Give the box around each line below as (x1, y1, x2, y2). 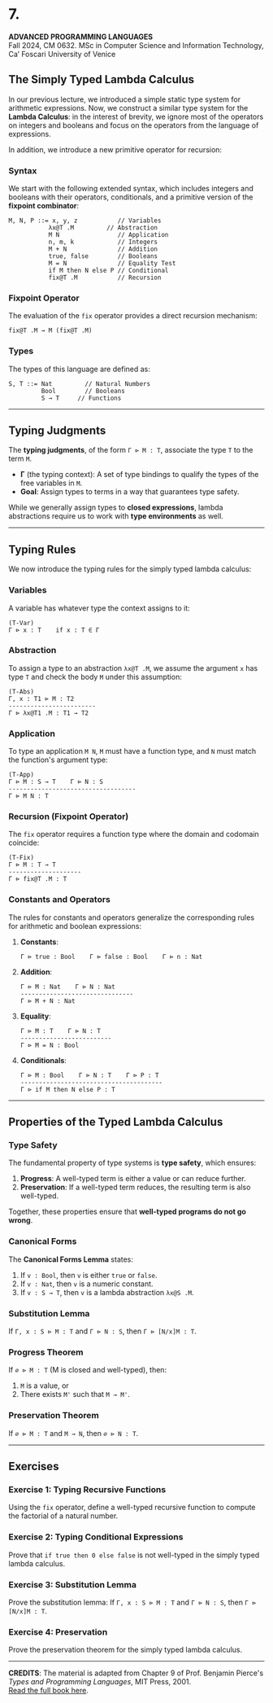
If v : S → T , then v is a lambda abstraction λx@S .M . (19, 1287, 194, 1297)
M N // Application (48, 231, 169, 239)
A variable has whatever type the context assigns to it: (8, 603, 191, 613)
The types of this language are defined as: (8, 364, 150, 374)
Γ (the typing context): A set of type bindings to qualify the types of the (19, 470, 259, 479)
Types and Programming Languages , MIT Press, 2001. (8, 1677, 192, 1687)
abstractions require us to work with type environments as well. (8, 511, 223, 521)
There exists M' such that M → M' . (19, 1390, 130, 1399)
